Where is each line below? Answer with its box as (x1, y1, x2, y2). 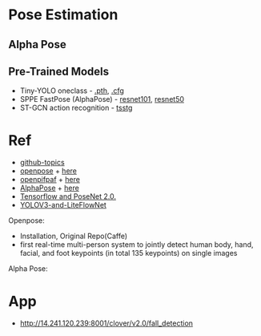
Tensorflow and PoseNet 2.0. (19, 192, 116, 201)
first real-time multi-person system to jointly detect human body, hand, (19, 240, 254, 249)
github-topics (19, 158, 66, 168)
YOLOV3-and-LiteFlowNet (19, 200, 106, 210)
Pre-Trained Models (8, 64, 110, 78)
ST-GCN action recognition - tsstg (19, 103, 133, 113)
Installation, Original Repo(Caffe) (19, 231, 128, 241)
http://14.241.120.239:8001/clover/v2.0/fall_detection (19, 318, 194, 328)
